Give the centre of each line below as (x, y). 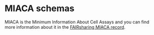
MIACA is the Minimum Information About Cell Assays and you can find (77, 22)
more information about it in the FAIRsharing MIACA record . (65, 27)
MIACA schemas (40, 9)
